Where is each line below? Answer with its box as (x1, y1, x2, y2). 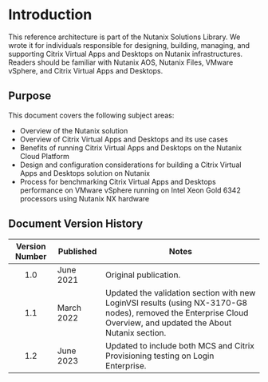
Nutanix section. (104, 327, 167, 338)
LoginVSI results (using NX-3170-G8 (104, 297, 248, 308)
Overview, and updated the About (104, 317, 232, 328)
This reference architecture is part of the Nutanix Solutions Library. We (8, 32, 241, 42)
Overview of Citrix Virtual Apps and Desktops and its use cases (19, 134, 229, 144)
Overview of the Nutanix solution (19, 125, 128, 135)
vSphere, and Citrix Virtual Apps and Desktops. (8, 66, 164, 75)
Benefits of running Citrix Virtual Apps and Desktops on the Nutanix (19, 142, 242, 153)
